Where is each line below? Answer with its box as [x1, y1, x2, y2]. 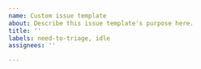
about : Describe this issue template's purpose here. [8, 19, 195, 27]
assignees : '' [8, 42, 57, 50]
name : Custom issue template [8, 11, 107, 20]
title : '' [8, 26, 42, 34]
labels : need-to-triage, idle [8, 34, 111, 43]
